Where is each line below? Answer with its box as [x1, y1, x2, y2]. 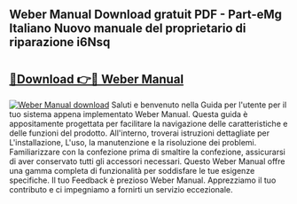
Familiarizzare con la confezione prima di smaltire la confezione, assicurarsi [9, 146, 285, 157]
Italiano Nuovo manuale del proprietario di [9, 21, 246, 36]
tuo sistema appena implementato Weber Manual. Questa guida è [9, 109, 248, 119]
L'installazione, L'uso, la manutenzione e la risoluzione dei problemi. [9, 137, 257, 147]
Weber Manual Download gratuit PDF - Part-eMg [9, 7, 282, 22]
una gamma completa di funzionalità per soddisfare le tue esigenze [9, 166, 255, 176]
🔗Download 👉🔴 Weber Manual [9, 71, 184, 87]
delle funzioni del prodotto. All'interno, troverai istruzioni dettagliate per [9, 128, 270, 138]
